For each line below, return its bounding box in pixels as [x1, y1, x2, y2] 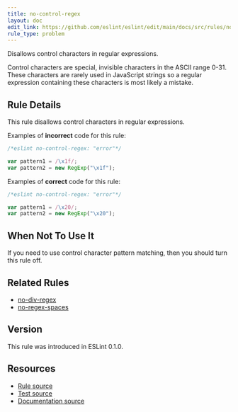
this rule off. [7, 256, 42, 265]
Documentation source [17, 396, 85, 405]
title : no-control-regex [7, 10, 81, 18]
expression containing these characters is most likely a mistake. [7, 79, 193, 87]
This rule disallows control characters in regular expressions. [7, 118, 186, 126]
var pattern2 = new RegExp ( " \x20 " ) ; [7, 210, 115, 217]
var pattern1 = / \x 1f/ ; [7, 157, 78, 165]
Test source [17, 389, 53, 397]
